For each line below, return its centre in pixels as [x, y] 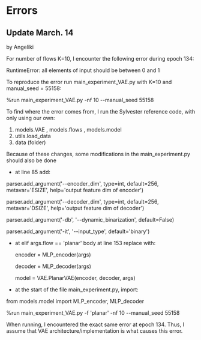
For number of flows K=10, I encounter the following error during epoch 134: [100, 59]
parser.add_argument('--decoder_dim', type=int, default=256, [82, 202]
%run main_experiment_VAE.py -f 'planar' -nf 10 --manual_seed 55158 [93, 313]
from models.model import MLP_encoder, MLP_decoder [75, 301]
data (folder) [30, 142]
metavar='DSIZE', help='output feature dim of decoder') [75, 208]
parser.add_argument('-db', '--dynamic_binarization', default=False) [90, 220]
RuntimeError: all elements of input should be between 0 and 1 [83, 70]
